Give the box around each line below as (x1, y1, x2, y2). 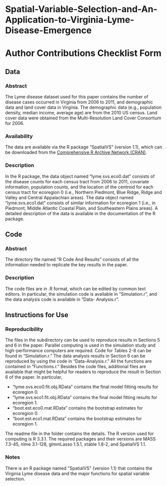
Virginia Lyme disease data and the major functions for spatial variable (5, 471, 150, 477)
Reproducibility (5, 326, 43, 333)
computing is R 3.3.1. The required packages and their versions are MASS (5, 436, 156, 442)
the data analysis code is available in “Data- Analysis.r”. (5, 296, 120, 302)
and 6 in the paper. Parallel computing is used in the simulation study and (5, 342, 156, 348)
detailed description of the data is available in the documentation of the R (5, 210, 156, 216)
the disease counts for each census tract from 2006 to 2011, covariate (5, 178, 150, 184)
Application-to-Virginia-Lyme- (5, 14, 135, 25)
